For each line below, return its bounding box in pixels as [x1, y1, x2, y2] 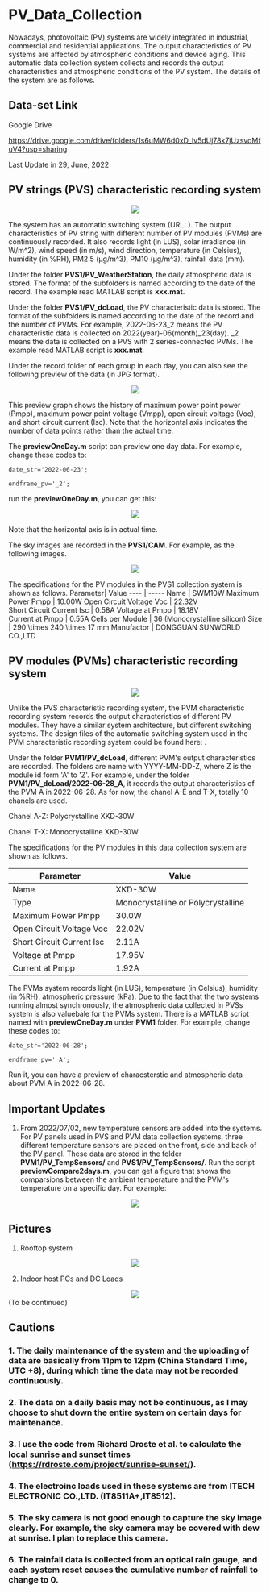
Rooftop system [19, 1243, 73, 1253]
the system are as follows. [8, 75, 95, 85]
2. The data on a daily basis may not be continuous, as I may [8, 1397, 248, 1408]
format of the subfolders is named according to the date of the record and [8, 310, 254, 320]
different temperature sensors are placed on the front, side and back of [19, 1141, 257, 1150]
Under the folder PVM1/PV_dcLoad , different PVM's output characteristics [8, 753, 256, 763]
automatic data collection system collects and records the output [8, 58, 224, 68]
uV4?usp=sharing [8, 143, 68, 154]
